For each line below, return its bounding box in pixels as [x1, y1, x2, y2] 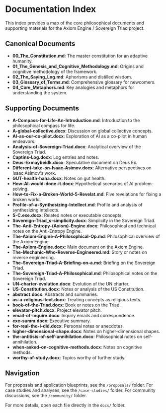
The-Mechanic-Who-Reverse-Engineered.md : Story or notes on [12, 249, 148, 255]
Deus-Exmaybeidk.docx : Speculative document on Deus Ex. [12, 159, 138, 165]
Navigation [5, 369, 40, 377]
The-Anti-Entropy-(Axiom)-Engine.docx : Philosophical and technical [12, 222, 156, 229]
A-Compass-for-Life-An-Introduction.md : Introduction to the [12, 117, 140, 123]
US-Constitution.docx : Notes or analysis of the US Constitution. [12, 286, 145, 292]
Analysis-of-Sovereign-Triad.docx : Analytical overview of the [12, 143, 141, 149]
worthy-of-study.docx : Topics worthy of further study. [12, 354, 126, 360]
